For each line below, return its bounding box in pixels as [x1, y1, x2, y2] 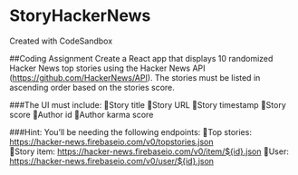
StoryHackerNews [9, 5, 151, 26]
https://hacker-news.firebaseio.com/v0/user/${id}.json [9, 155, 215, 166]
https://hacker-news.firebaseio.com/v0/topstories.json [9, 136, 215, 147]
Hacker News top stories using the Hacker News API [9, 63, 206, 73]
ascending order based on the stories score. [9, 82, 175, 92]
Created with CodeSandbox [9, 35, 113, 46]
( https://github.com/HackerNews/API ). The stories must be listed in [9, 72, 261, 83]
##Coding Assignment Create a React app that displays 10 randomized [9, 53, 274, 63]
